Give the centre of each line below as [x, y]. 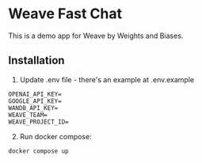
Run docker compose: [56, 136]
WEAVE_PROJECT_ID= [38, 122]
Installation [36, 61]
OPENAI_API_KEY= [35, 94]
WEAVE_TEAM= [28, 115]
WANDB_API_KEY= [33, 108]
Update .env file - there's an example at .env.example [107, 79]
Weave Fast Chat [65, 14]
